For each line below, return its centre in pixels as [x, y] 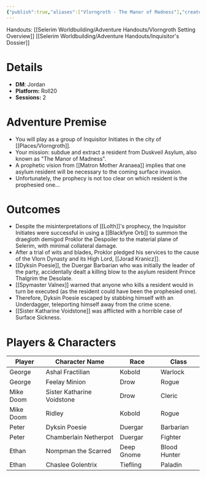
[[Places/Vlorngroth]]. [43, 145]
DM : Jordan [30, 84]
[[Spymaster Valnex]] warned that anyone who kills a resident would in [104, 285]
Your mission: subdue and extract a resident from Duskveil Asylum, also [106, 152]
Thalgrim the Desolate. [44, 278]
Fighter [171, 437]
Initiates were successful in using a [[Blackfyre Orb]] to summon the [101, 233]
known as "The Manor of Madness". [61, 158]
